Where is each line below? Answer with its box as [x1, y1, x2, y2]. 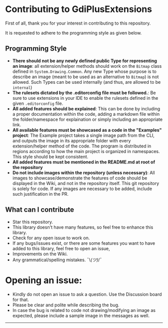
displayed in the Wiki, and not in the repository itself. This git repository [12, 180, 159, 186]
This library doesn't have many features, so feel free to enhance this [12, 224, 153, 230]
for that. [12, 296, 29, 302]
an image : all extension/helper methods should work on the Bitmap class [12, 63, 162, 69]
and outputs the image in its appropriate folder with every [12, 137, 131, 143]
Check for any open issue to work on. [12, 235, 90, 241]
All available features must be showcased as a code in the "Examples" [12, 127, 162, 133]
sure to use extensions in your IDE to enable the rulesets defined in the [12, 95, 158, 101]
